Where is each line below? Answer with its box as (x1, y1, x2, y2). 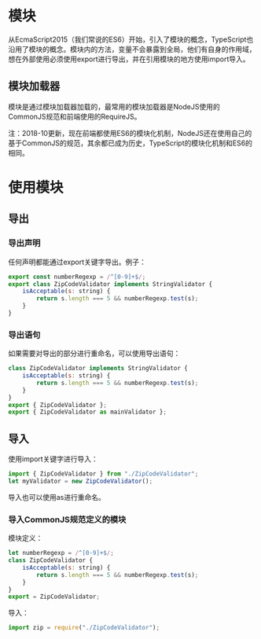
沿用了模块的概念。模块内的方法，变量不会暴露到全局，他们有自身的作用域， (8, 44, 256, 53)
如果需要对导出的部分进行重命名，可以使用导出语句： (8, 349, 181, 358)
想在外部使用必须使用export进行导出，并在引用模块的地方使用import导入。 (8, 54, 250, 64)
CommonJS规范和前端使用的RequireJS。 (8, 112, 142, 121)
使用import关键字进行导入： (8, 454, 98, 464)
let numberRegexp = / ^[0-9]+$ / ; (8, 549, 114, 557)
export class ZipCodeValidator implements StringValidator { (8, 280, 213, 288)
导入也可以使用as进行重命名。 (8, 492, 106, 501)
